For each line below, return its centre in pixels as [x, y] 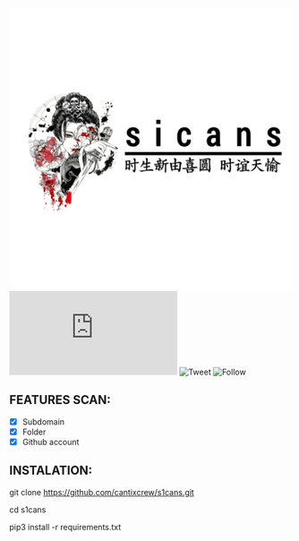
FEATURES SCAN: [60, 400]
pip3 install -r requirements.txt [65, 527]
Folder [34, 432]
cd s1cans [28, 510]
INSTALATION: [51, 471]
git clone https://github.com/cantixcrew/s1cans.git [102, 492]
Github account [51, 442]
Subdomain [43, 421]
